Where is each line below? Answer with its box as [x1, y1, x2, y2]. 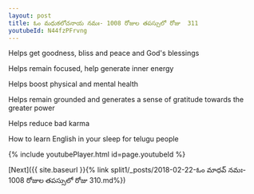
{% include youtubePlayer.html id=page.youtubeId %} [8, 149, 186, 160]
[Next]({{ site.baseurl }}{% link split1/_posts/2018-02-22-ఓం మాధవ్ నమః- [8, 165, 246, 175]
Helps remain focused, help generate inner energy [8, 64, 174, 73]
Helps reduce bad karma [8, 119, 90, 129]
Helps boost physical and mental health [8, 79, 138, 89]
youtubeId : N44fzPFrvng [8, 26, 88, 34]
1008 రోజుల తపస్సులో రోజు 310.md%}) [8, 176, 126, 185]
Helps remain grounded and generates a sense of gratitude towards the [8, 95, 244, 105]
